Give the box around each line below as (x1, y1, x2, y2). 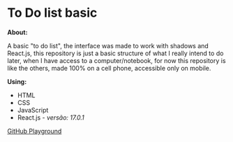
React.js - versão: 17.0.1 (17, 113, 85, 122)
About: (7, 28, 28, 36)
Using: (7, 77, 27, 85)
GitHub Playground (7, 127, 62, 135)
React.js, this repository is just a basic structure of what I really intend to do (7, 49, 224, 57)
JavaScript (17, 106, 49, 114)
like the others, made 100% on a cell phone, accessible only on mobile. (7, 64, 211, 72)
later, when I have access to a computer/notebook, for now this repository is (7, 56, 226, 64)
